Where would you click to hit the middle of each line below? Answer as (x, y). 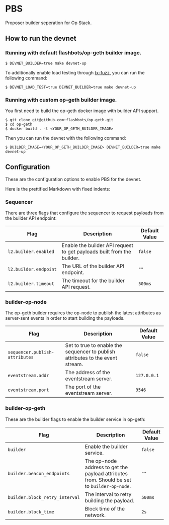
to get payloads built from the (97, 252)
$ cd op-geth (19, 124)
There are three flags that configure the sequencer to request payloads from (84, 213)
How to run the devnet (41, 38)
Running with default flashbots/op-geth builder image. (73, 53)
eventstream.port (28, 390)
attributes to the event (91, 358)
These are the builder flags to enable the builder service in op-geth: (75, 419)
